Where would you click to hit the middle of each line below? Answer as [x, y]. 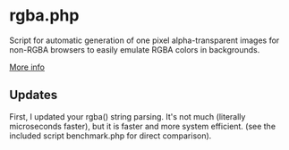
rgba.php [44, 16]
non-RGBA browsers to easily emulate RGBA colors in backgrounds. [135, 49]
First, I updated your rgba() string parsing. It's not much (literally [127, 116]
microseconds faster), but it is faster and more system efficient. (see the [142, 126]
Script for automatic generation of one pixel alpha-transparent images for [144, 40]
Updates [34, 95]
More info [27, 67]
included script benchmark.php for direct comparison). [110, 136]
